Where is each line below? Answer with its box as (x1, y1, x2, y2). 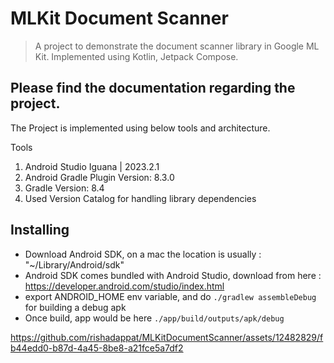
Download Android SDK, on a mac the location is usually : (24, 248, 262, 260)
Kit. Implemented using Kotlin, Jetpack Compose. (34, 50, 239, 62)
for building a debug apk (24, 301, 127, 313)
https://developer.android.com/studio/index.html (24, 280, 225, 292)
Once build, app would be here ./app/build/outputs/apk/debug (24, 312, 285, 324)
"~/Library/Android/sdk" (24, 258, 125, 271)
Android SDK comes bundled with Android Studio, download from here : (24, 269, 322, 281)
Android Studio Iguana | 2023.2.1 (24, 160, 160, 172)
